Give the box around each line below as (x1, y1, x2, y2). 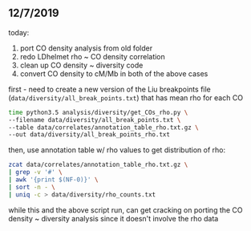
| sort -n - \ (8, 183, 56, 191)
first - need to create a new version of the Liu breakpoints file (8, 84, 211, 94)
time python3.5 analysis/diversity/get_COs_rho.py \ (8, 108, 188, 116)
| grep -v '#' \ (8, 168, 63, 176)
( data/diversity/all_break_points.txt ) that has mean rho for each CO (8, 92, 243, 103)
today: (8, 27, 30, 37)
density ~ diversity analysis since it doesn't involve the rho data (8, 213, 219, 223)
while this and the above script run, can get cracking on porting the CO (8, 205, 243, 215)
